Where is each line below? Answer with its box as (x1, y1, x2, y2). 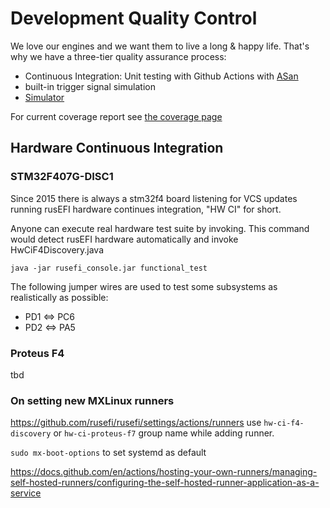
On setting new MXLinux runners (10, 393, 175, 407)
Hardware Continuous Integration (10, 140, 224, 157)
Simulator (24, 91, 65, 103)
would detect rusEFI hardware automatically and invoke (10, 233, 239, 245)
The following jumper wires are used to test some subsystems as (10, 280, 278, 292)
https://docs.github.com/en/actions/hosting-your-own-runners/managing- (10, 466, 318, 478)
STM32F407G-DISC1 (10, 170, 114, 184)
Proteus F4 (10, 346, 65, 360)
